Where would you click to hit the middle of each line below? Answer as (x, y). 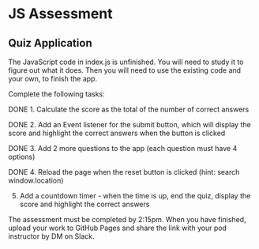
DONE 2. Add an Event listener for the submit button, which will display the (129, 124)
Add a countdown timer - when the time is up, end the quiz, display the (135, 196)
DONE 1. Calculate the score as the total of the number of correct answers (129, 109)
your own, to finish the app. (53, 79)
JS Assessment (60, 14)
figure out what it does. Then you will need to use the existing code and (125, 70)
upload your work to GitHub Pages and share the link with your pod (118, 228)
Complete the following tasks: (56, 94)
